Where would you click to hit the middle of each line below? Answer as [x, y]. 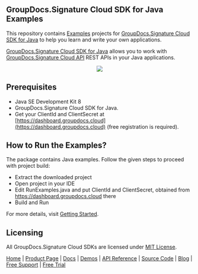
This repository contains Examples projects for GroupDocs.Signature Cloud [98, 33]
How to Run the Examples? [56, 146]
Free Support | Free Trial [36, 265]
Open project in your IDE [45, 184]
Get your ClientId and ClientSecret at [60, 114]
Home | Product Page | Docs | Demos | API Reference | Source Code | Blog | [99, 259]
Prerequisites [31, 87]
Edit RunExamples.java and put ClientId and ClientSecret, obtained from [102, 190]
